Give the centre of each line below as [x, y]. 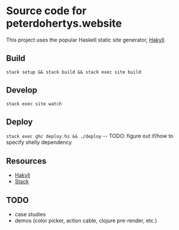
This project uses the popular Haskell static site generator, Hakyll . [86, 40]
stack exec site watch [34, 104]
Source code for [46, 11]
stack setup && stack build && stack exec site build [74, 72]
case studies [30, 214]
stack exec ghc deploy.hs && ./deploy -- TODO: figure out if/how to [90, 136]
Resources [26, 161]
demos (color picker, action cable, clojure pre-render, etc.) [86, 221]
